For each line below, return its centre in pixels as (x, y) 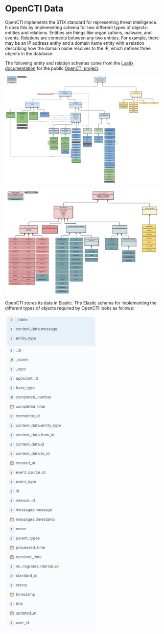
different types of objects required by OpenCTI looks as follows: (70, 308)
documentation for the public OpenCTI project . (52, 68)
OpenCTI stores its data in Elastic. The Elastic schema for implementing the (81, 302)
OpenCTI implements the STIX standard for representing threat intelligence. (81, 22)
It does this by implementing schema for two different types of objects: (77, 27)
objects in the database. (29, 53)
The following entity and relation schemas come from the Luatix (69, 63)
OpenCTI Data (34, 9)
